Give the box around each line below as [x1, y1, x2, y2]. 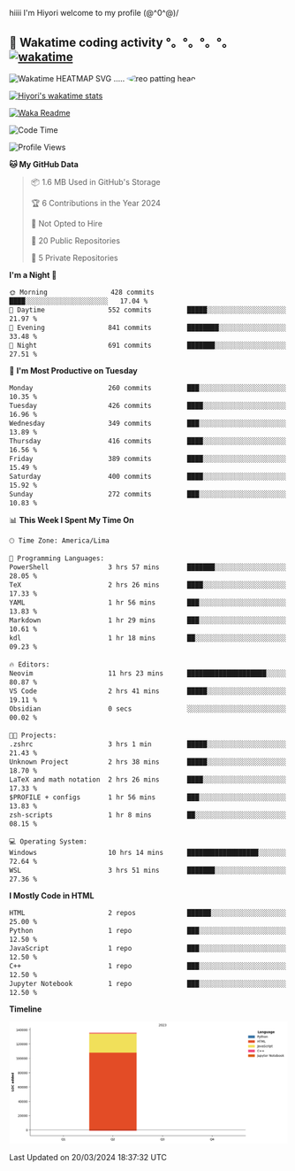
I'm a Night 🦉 [9, 269, 57, 280]
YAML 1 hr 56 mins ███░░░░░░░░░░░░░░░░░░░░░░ [9, 597, 287, 607]
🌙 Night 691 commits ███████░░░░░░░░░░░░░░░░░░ [9, 341, 287, 350]
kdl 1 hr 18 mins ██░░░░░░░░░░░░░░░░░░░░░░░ [9, 633, 287, 643]
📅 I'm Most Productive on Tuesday [9, 365, 139, 375]
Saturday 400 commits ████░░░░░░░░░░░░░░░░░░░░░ [9, 472, 287, 481]
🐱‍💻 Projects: [9, 730, 57, 740]
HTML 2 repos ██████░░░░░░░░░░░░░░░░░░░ [9, 908, 287, 917]
